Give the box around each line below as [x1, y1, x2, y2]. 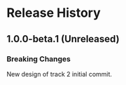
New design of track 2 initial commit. [6, 70, 113, 78]
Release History [6, 5, 101, 21]
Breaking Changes [6, 54, 71, 64]
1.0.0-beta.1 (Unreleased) [6, 33, 120, 45]
